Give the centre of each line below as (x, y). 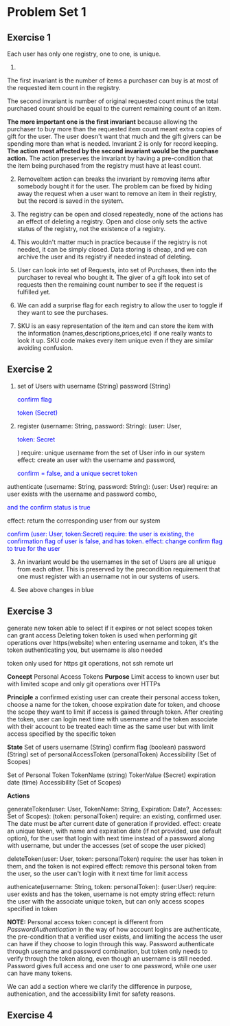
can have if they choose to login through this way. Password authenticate (111, 943)
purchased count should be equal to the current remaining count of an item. (114, 108)
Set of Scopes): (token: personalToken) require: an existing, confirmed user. (114, 816)
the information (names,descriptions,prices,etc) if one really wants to (115, 333)
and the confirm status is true (49, 507)
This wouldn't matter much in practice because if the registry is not (112, 242)
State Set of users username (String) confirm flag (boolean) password (106, 747)
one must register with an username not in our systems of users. (108, 576)
